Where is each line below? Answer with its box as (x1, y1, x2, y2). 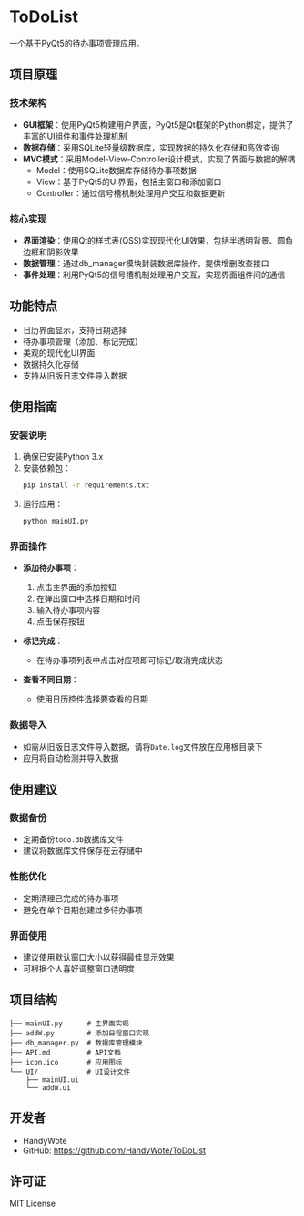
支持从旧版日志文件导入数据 (22, 369, 127, 380)
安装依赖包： (22, 462, 71, 473)
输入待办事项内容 (35, 605, 101, 616)
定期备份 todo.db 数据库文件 (22, 834, 124, 845)
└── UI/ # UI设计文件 (9, 1067, 131, 1076)
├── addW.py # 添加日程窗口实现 (9, 1028, 150, 1037)
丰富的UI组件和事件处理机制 (22, 130, 127, 141)
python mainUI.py (22, 517, 89, 526)
